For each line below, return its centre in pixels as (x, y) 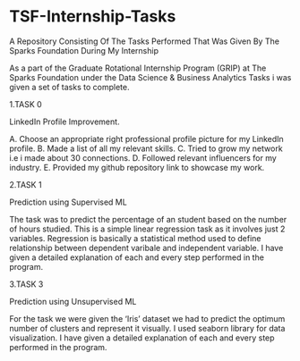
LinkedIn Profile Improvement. (64, 122)
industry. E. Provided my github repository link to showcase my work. (137, 167)
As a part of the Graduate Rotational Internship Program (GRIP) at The (138, 68)
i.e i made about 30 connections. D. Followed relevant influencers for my (143, 157)
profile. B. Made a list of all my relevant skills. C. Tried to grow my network (146, 148)
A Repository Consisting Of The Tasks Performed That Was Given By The (145, 41)
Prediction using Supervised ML (68, 202)
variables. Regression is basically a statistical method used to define (135, 238)
